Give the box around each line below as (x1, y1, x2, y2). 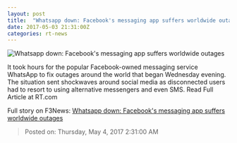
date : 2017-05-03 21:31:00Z (7, 23, 90, 30)
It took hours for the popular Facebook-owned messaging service (7, 63, 199, 71)
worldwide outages (7, 114, 63, 123)
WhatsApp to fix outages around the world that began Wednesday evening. (7, 70, 226, 79)
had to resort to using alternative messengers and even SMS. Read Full (7, 85, 214, 94)
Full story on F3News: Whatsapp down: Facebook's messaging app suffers (7, 106, 226, 115)
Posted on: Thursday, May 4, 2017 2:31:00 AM (24, 128, 159, 136)
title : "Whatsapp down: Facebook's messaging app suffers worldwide (7, 17, 217, 24)
